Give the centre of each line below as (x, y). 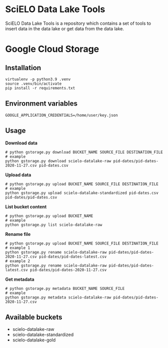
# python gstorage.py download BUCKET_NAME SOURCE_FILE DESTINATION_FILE (84, 152)
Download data (21, 143)
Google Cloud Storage (52, 49)
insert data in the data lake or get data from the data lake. (65, 28)
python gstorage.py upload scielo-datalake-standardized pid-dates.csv (82, 193)
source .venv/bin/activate (33, 84)
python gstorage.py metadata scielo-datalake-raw (58, 297)
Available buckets (34, 317)
